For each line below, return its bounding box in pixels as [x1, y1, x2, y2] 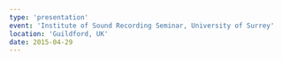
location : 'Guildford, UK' [9, 29, 109, 38]
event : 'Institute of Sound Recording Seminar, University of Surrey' [9, 21, 275, 30]
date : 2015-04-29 [9, 37, 73, 47]
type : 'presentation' [9, 12, 89, 22]
